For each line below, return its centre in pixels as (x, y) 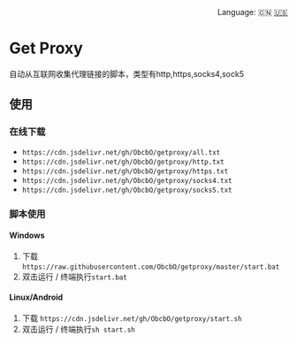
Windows (27, 235)
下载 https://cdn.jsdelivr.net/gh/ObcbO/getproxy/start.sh (132, 318)
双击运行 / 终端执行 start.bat (75, 277)
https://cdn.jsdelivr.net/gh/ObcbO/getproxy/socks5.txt (127, 190)
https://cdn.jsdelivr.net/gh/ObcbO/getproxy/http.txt (123, 162)
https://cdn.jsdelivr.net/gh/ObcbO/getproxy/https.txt (125, 171)
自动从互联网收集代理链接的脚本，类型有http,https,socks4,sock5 (127, 73)
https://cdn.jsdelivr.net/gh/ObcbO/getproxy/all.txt (121, 152)
